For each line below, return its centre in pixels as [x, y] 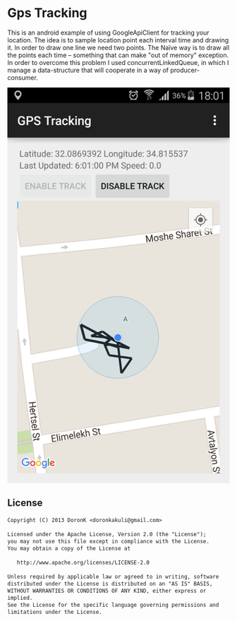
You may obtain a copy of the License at [69, 548]
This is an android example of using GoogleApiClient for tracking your [108, 32]
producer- [185, 70]
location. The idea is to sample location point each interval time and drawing [118, 40]
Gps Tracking [47, 13]
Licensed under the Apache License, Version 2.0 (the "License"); [107, 534]
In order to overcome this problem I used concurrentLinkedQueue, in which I [118, 62]
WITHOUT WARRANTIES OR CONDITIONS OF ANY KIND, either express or [107, 591]
